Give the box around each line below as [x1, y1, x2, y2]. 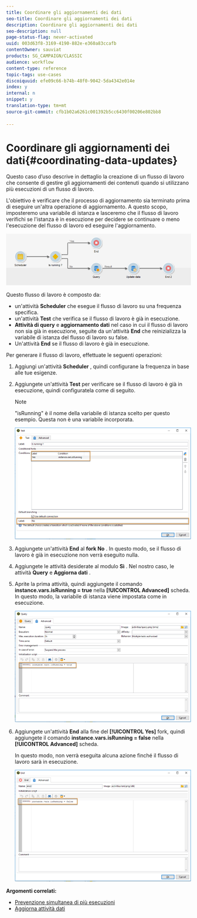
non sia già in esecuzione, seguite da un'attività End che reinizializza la [14, 327, 186, 335]
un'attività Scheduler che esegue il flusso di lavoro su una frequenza [14, 303, 182, 310]
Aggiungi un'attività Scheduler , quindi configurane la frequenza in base [14, 363, 189, 370]
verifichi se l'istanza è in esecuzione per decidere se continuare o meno [6, 216, 180, 223]
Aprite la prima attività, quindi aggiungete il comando [14, 580, 142, 587]
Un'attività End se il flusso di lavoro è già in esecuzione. [14, 340, 150, 347]
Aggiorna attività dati [14, 905, 66, 912]
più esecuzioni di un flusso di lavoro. [6, 185, 95, 193]
